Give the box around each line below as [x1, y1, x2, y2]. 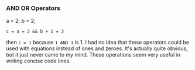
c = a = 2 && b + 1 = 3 [6, 29, 64, 34]
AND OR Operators [6, 4, 60, 12]
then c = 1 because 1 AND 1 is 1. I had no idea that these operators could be [6, 39, 189, 46]
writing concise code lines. [6, 57, 71, 65]
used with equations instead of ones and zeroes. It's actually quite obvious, [6, 45, 189, 52]
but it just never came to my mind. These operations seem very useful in [6, 51, 180, 58]
